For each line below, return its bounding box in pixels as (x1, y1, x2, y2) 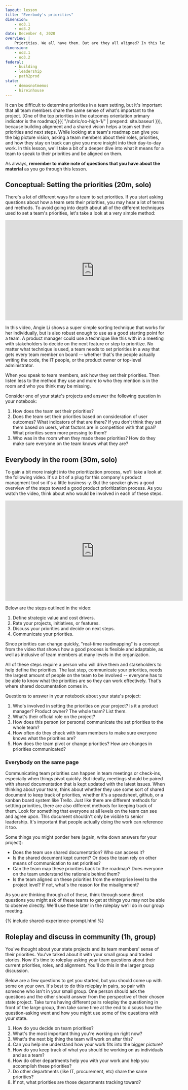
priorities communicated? (12, 746, 66, 752)
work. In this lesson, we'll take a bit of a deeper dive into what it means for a (5, 145, 164, 151)
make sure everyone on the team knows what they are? (12, 440, 128, 447)
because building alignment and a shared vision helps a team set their (5, 123, 152, 130)
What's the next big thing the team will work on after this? (12, 1036, 133, 1042)
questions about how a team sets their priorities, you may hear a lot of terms (5, 199, 165, 205)
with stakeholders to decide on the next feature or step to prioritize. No (5, 341, 154, 347)
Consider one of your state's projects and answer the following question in (5, 393, 161, 399)
